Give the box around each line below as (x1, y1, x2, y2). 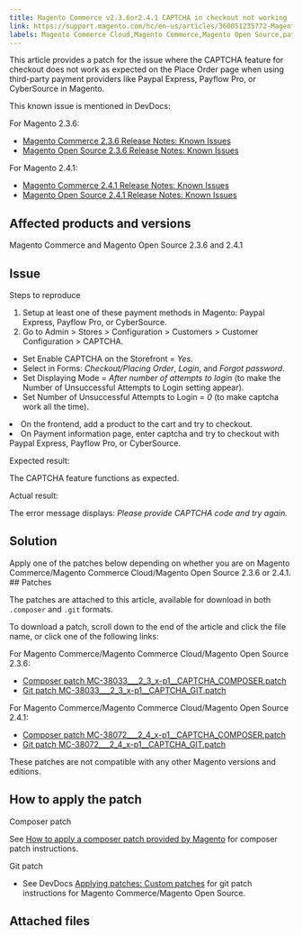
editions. (9, 766, 42, 776)
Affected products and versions (9, 215, 191, 231)
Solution (9, 533, 58, 549)
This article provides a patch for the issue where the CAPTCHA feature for (9, 55, 284, 66)
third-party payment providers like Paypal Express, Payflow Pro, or (9, 74, 256, 85)
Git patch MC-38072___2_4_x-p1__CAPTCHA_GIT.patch (22, 739, 226, 749)
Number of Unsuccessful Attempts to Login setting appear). (22, 382, 244, 393)
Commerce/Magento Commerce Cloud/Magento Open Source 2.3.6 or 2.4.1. (9, 567, 292, 577)
